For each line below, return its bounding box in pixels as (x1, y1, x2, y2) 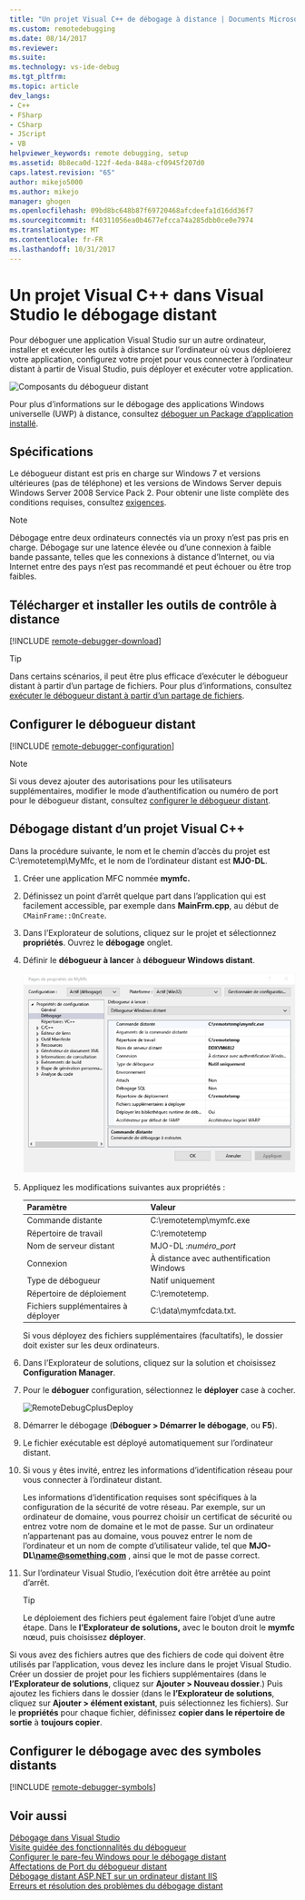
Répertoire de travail (26, 1228, 103, 1238)
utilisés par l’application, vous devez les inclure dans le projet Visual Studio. (9, 1659, 292, 1670)
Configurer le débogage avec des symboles (9, 1743, 261, 1758)
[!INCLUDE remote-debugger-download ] (9, 636, 162, 647)
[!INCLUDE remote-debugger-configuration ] (9, 741, 175, 751)
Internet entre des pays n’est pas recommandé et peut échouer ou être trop (9, 562, 292, 572)
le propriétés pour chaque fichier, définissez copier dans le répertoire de (9, 1707, 286, 1718)
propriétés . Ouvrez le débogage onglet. (22, 937, 173, 948)
